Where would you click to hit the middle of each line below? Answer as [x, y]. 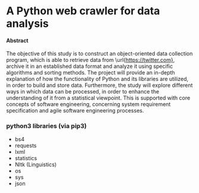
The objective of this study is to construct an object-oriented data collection [99, 54]
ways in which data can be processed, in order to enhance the [83, 92]
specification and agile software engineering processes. [75, 111]
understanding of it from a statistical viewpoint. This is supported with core [98, 98]
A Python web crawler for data [83, 11]
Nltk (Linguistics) [35, 164]
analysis [27, 24]
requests [26, 145]
